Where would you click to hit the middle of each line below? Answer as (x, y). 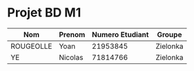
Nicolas (71, 57)
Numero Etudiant (120, 34)
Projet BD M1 (44, 13)
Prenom (72, 34)
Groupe (169, 34)
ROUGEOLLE (31, 46)
